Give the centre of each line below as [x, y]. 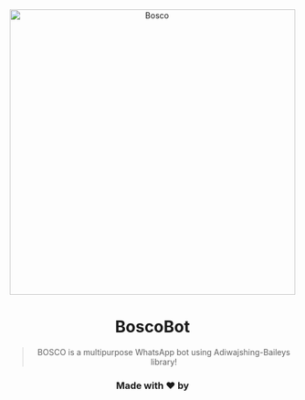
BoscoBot [152, 327]
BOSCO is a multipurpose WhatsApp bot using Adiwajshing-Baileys [164, 352]
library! [163, 362]
